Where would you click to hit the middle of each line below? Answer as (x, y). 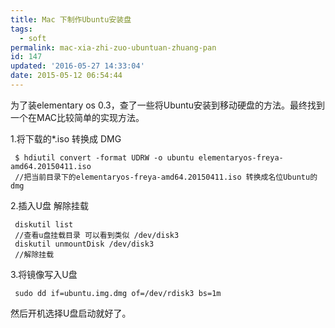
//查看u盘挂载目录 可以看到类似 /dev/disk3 (97, 235)
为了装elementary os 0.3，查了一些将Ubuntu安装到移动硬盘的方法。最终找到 (168, 105)
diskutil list (44, 224)
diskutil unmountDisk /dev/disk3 (84, 244)
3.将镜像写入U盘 (44, 274)
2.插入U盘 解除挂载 (49, 205)
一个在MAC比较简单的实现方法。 (77, 117)
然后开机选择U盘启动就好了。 (71, 313)
